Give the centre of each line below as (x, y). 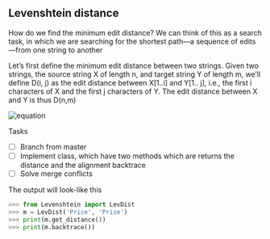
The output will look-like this (55, 190)
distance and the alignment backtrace (83, 165)
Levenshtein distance (64, 13)
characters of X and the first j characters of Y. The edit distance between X (133, 91)
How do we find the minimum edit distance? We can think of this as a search (135, 32)
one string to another (68, 50)
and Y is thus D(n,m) (42, 99)
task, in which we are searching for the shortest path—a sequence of (123, 41)
